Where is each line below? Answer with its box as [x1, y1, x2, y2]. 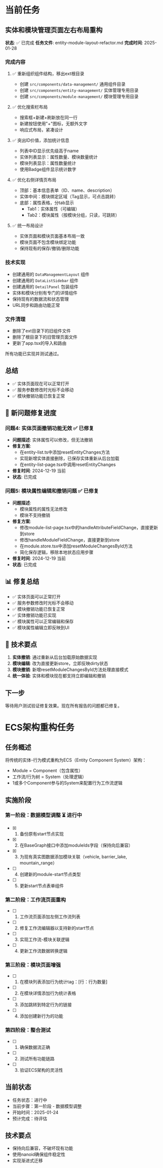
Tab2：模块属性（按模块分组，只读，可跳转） [27, 212, 120, 218]
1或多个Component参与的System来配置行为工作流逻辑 [12, 780, 122, 786]
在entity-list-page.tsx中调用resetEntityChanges [19, 461, 116, 467]
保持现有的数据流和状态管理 [12, 296, 69, 302]
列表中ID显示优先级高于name [19, 148, 79, 154]
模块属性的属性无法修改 [19, 506, 68, 512]
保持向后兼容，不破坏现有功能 [12, 1145, 73, 1151]
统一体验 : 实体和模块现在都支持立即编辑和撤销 [12, 673, 106, 679]
